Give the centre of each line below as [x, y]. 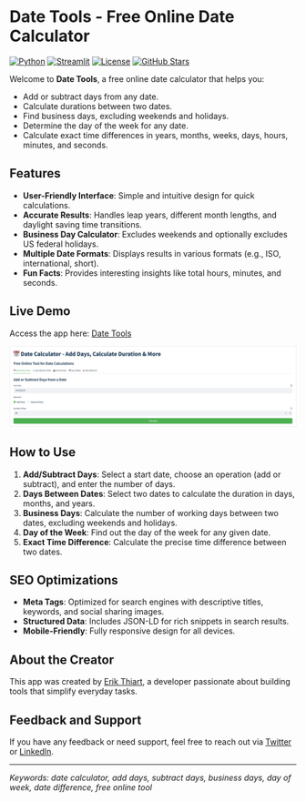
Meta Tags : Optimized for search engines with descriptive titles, [143, 602]
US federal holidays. [61, 244]
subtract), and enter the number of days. [99, 483]
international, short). [61, 263]
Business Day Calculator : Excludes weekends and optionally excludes [155, 234]
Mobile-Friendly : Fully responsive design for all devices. [129, 631]
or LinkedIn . [32, 752]
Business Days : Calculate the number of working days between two [151, 513]
